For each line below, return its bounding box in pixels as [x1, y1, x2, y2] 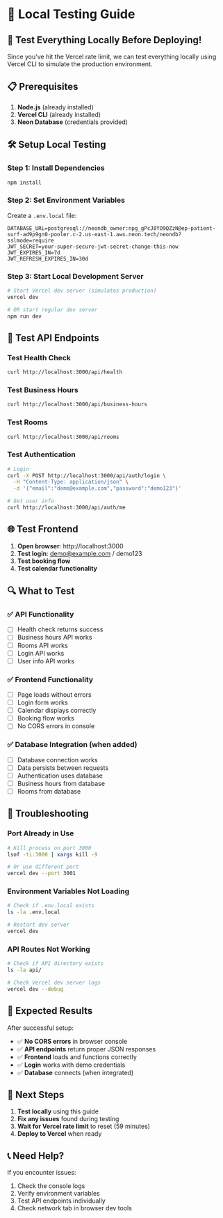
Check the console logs [17, 1182, 85, 1190]
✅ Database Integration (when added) [7, 740, 138, 750]
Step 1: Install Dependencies [7, 163, 106, 173]
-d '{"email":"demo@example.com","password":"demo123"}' [13, 485, 182, 492]
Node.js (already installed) [17, 102, 94, 111]
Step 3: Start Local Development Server [7, 271, 144, 281]
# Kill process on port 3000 [7, 845, 92, 851]
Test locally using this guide [17, 1107, 99, 1116]
